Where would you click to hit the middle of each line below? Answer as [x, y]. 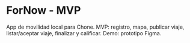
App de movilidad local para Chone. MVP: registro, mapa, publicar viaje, [95, 27]
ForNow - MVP [44, 10]
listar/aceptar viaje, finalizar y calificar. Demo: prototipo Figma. [84, 33]
